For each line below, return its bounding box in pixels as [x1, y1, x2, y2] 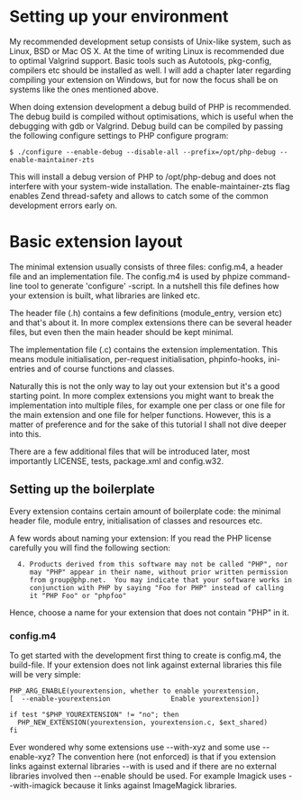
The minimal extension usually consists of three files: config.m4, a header [9, 261, 284, 272]
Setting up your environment [9, 6, 229, 27]
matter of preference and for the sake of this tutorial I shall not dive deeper [9, 419, 287, 430]
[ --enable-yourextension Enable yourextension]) [9, 694, 260, 704]
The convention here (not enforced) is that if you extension [57, 750, 277, 762]
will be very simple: [9, 668, 81, 679]
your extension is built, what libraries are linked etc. [9, 290, 201, 301]
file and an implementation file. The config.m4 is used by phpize [9, 270, 248, 281]
